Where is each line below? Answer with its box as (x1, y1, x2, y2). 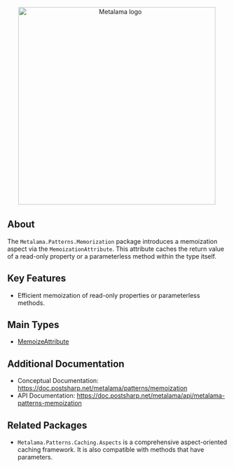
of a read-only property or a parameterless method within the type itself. (7, 252, 217, 260)
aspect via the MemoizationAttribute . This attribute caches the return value (7, 245, 224, 253)
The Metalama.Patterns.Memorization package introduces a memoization (7, 237, 218, 245)
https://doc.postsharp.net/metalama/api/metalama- (76, 391, 226, 400)
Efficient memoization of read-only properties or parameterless (17, 291, 200, 299)
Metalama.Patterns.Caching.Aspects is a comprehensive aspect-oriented (17, 438, 228, 446)
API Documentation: (17, 391, 76, 400)
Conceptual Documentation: (17, 377, 99, 385)
